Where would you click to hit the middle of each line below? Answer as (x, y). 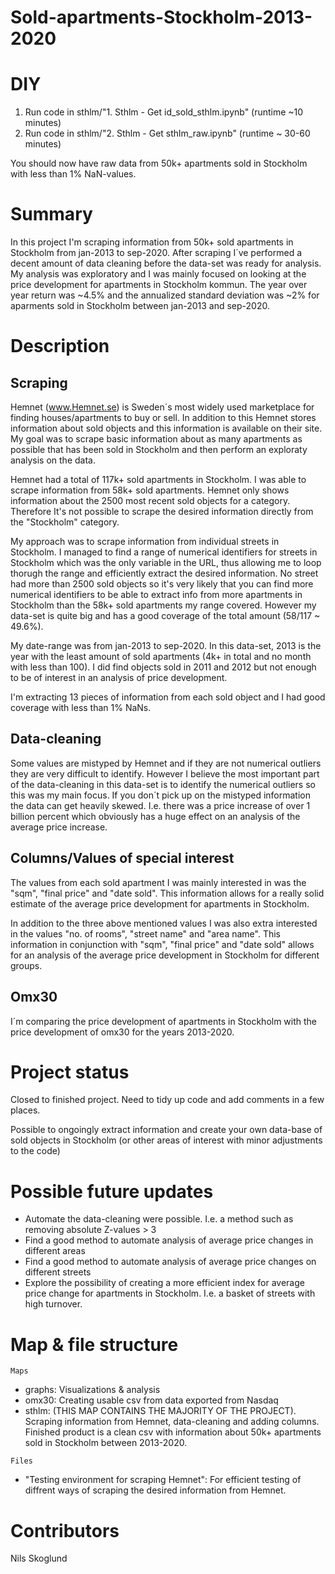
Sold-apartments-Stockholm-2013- (161, 17)
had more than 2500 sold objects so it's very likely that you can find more (162, 584)
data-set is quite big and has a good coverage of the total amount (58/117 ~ (165, 616)
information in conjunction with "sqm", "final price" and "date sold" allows (162, 944)
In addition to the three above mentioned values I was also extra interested (164, 923)
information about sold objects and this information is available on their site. (166, 428)
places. (25, 1110)
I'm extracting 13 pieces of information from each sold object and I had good (168, 697)
